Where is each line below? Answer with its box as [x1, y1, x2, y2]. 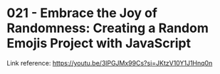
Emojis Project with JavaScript [6, 36, 192, 51]
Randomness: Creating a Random [6, 20, 209, 36]
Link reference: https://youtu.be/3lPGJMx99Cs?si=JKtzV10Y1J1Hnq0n [6, 58, 213, 67]
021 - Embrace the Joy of [6, 5, 158, 21]
